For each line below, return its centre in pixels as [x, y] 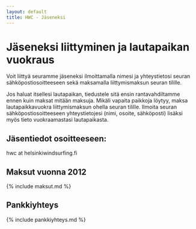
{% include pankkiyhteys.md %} [46, 219]
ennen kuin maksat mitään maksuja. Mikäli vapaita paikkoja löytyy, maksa [97, 101]
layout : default [26, 12]
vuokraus [31, 60]
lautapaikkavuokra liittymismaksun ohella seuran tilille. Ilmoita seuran [92, 107]
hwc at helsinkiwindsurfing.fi [42, 153]
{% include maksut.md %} [39, 186]
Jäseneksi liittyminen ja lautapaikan [98, 47]
